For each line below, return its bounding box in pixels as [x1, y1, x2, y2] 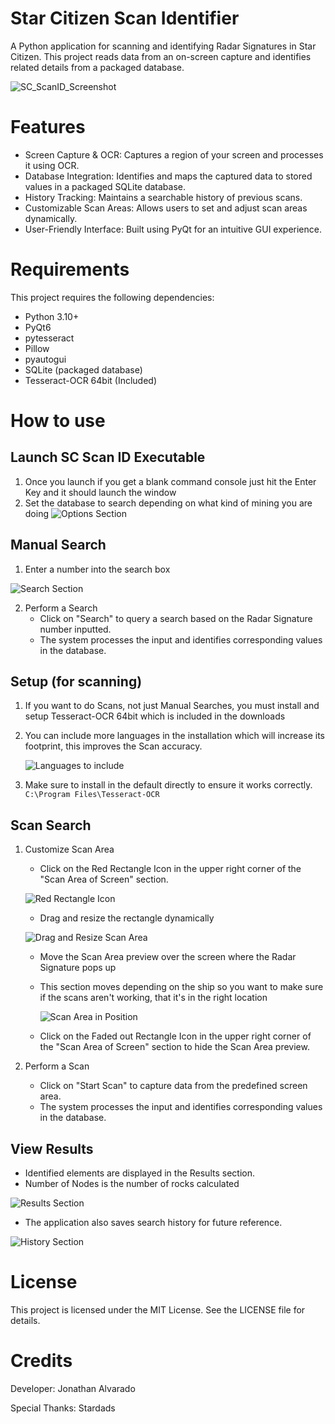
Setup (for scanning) [10, 673, 143, 691]
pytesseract [24, 332, 75, 344]
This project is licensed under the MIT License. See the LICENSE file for [10, 1304, 306, 1316]
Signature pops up [39, 962, 117, 974]
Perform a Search [24, 602, 98, 614]
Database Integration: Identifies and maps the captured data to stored [24, 170, 313, 182]
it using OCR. [24, 159, 80, 171]
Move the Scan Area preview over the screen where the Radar [39, 951, 297, 963]
